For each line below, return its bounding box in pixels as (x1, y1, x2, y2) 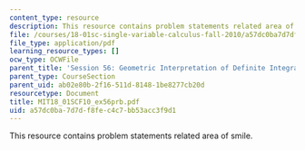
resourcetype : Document (9, 89, 100, 98)
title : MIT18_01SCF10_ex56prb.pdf (9, 97, 141, 107)
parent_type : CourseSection (9, 72, 116, 81)
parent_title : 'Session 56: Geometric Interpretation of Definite (9, 64, 266, 73)
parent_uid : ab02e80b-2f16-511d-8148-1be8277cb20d (9, 80, 205, 89)
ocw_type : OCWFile (9, 55, 79, 64)
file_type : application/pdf (9, 38, 116, 48)
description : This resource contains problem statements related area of (9, 22, 295, 31)
